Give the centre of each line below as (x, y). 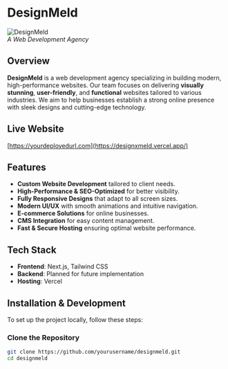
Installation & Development (66, 303)
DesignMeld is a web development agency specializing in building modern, (114, 78)
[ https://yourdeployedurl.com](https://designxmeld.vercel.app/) (98, 145)
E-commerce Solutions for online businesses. (83, 213)
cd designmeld (28, 359)
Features (27, 167)
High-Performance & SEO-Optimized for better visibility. (98, 191)
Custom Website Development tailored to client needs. (96, 184)
